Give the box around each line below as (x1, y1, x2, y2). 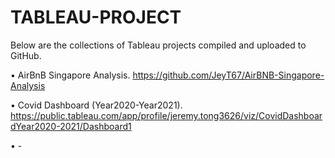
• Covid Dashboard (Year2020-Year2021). (10, 99, 183, 111)
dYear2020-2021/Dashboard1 (10, 120, 132, 132)
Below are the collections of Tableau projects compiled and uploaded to (10, 39, 307, 51)
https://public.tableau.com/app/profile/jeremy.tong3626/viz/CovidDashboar (10, 109, 323, 121)
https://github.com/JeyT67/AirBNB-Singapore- (132, 69, 325, 81)
